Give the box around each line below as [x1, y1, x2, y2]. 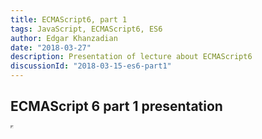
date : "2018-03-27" [10, 42, 92, 53]
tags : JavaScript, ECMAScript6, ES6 [10, 24, 163, 34]
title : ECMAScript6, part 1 [10, 14, 128, 25]
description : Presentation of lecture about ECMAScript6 [10, 52, 253, 62]
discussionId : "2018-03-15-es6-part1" [10, 61, 172, 71]
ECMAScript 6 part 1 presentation [10, 98, 223, 115]
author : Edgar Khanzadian [10, 33, 118, 43]
